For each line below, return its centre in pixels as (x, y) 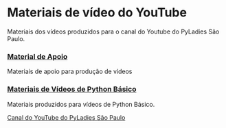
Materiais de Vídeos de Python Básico (72, 89)
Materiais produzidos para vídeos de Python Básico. (81, 104)
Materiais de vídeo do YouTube (97, 13)
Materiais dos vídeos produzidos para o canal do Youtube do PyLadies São (113, 31)
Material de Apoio (37, 56)
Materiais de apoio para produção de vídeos (70, 72)
